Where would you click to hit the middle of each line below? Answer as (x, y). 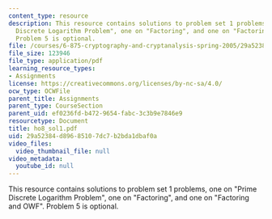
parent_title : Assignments (54, 99)
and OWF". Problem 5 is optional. (64, 206)
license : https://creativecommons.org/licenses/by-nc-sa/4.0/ (115, 83)
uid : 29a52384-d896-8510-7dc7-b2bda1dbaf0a (83, 136)
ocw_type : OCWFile (39, 91)
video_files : (30, 143)
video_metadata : (36, 158)
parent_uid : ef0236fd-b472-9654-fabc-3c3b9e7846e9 (96, 114)
